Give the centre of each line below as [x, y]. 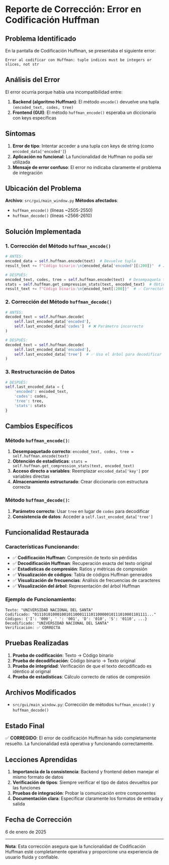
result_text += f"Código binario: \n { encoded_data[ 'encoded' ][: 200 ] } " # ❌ [86, 266]
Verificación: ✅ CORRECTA [33, 627]
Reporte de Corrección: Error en [73, 9]
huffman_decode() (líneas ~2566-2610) [52, 216]
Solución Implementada [43, 231]
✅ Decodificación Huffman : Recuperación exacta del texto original [82, 563]
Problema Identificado [41, 39]
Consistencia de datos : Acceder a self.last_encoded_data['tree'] [83, 516]
